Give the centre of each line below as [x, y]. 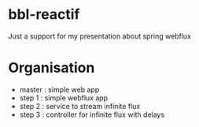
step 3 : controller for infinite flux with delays [92, 114]
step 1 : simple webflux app [64, 98]
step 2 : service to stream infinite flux [80, 106]
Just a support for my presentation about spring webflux [99, 36]
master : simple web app [59, 89]
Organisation [52, 68]
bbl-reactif [44, 15]
